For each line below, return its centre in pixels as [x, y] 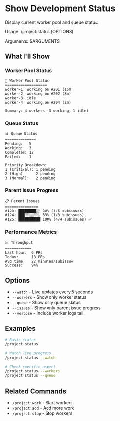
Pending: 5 [18, 144]
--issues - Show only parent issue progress [56, 308]
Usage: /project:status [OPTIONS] [39, 31]
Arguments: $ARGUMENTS [33, 41]
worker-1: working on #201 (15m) [39, 89]
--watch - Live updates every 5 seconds [52, 292]
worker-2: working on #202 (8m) [38, 94]
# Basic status [21, 340]
